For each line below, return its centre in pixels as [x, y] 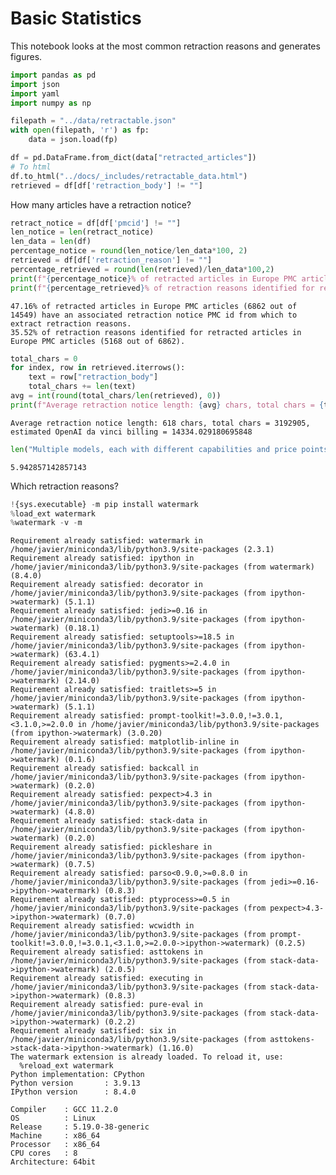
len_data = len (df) [51, 242]
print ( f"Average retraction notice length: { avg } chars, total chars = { [167, 405]
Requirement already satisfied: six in [93, 1031]
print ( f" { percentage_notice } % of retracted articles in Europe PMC [154, 278]
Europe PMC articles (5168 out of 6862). [98, 341]
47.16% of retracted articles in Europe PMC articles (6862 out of [154, 306]
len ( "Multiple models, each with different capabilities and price [154, 449]
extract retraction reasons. [71, 323]
